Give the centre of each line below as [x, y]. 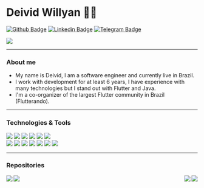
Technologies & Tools [39, 123]
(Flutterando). [32, 101]
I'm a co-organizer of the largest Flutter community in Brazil [90, 95]
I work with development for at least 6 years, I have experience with [100, 82]
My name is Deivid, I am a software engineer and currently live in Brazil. [105, 75]
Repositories [25, 165]
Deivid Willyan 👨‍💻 [52, 12]
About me [21, 62]
